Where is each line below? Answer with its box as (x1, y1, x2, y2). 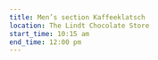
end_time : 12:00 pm (9, 37, 82, 47)
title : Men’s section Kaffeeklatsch (9, 12, 146, 22)
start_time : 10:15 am (9, 29, 90, 38)
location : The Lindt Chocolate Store (9, 21, 150, 30)
